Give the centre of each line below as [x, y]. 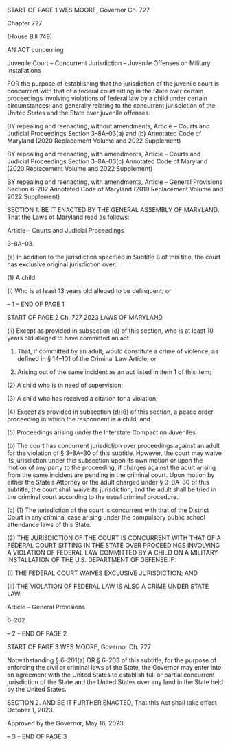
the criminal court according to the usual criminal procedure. [93, 497]
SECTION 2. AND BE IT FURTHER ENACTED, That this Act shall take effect [112, 702]
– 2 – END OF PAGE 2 [37, 633]
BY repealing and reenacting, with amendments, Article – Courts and [104, 154]
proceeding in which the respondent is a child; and [79, 419]
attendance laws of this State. [49, 525]
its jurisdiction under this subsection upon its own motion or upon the [105, 460]
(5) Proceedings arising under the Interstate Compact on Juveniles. [102, 432]
